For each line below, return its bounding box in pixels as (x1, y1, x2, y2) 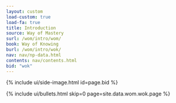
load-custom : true (6, 14, 51, 20)
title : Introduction (6, 25, 57, 31)
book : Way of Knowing (6, 42, 59, 47)
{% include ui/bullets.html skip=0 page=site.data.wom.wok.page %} (6, 90, 171, 97)
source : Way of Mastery (6, 30, 64, 36)
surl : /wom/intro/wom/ (6, 36, 61, 42)
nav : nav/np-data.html (6, 52, 61, 58)
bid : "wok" (6, 63, 33, 69)
